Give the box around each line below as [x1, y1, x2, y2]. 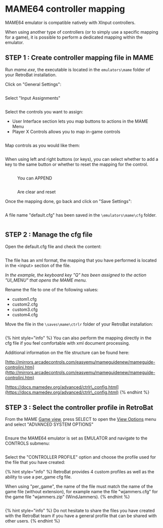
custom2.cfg [12, 301, 38, 307]
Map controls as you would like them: [5, 142, 81, 148]
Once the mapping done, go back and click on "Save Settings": [5, 198, 132, 204]
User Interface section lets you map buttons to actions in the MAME [12, 118, 148, 124]
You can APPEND [17, 175, 52, 181]
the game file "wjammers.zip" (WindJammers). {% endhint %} [5, 494, 130, 500]
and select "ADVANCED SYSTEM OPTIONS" [5, 421, 94, 427]
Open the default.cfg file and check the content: [5, 243, 102, 249]
